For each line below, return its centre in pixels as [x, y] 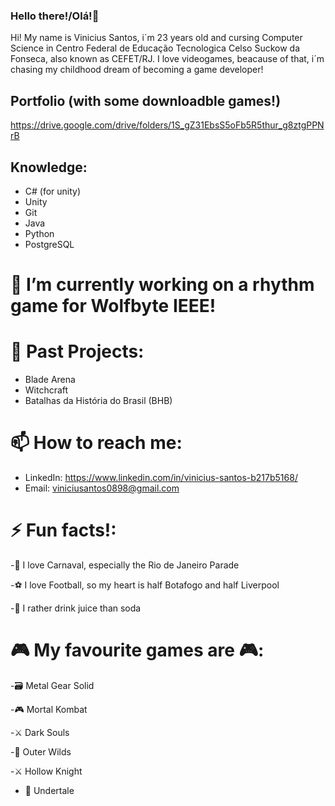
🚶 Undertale [49, 790]
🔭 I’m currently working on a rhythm [162, 285]
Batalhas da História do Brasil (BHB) [98, 401]
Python [39, 233]
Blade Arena [50, 380]
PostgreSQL [49, 244]
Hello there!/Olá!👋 [55, 16]
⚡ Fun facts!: [63, 530]
